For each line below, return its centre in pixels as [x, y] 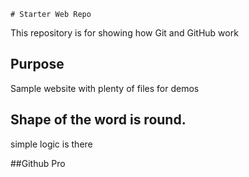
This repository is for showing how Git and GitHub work [124, 33]
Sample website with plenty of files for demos [105, 88]
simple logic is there [51, 144]
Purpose [37, 64]
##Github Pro [38, 163]
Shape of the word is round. [98, 120]
